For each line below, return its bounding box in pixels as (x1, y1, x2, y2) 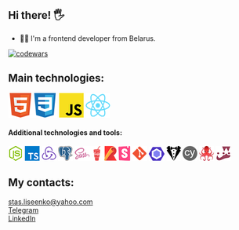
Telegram (8, 205, 39, 214)
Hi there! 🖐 (8, 9, 65, 22)
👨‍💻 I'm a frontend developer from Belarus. (19, 33, 156, 43)
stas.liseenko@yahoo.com (8, 197, 93, 206)
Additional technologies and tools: (8, 128, 123, 137)
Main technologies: (8, 71, 104, 85)
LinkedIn (8, 214, 36, 223)
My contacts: (8, 176, 74, 189)
